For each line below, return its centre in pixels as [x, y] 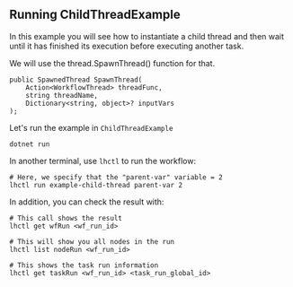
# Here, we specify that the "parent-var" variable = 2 [116, 177]
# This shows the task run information [84, 265]
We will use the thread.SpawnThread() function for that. [112, 63]
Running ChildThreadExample [95, 15]
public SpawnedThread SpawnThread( [76, 80]
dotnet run [30, 144]
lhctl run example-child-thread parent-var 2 [96, 185]
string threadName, [62, 95]
